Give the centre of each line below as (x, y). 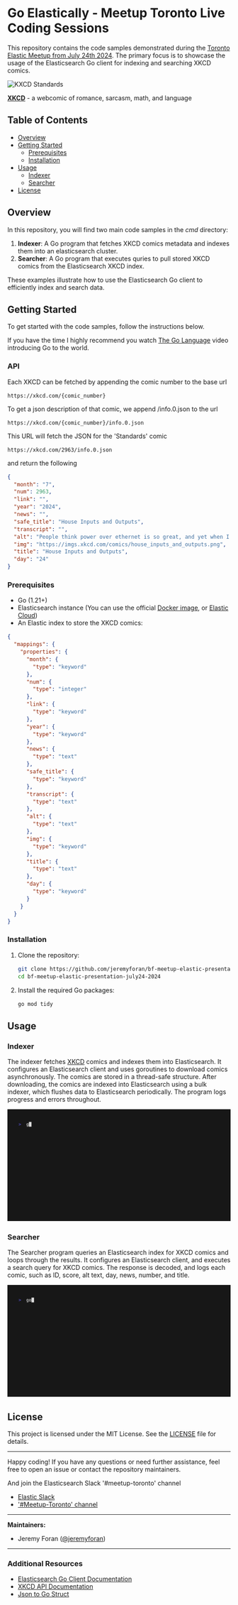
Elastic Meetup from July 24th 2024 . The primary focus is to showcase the (117, 55)
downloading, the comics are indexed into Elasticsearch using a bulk (107, 1085)
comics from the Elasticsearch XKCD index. (81, 266)
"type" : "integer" (60, 689)
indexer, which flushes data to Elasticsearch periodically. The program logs (117, 1092)
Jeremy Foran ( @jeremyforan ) (62, 1539)
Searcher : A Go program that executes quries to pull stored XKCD (114, 258)
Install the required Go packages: (66, 990)
